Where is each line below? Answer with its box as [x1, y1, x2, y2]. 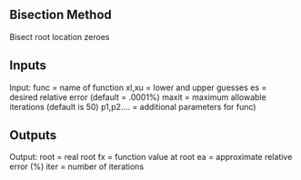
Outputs [9, 127, 57, 144]
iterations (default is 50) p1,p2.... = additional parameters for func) [9, 101, 256, 112]
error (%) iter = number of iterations [9, 161, 145, 172]
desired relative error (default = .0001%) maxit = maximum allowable [9, 91, 266, 103]
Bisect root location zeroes [9, 31, 110, 42]
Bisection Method [9, 7, 112, 23]
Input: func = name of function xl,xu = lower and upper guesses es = [9, 82, 267, 93]
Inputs [9, 58, 47, 74]
